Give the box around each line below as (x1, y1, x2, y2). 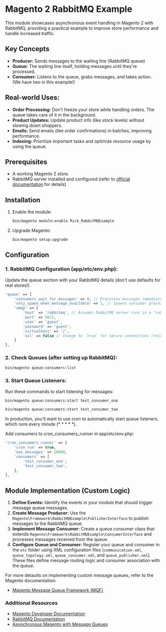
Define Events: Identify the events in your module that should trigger (12, 500, 153, 506)
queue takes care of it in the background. (12, 112, 96, 117)
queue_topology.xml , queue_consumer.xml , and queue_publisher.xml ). (12, 552, 151, 558)
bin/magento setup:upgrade (12, 237, 68, 242)
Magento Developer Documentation (12, 611, 85, 617)
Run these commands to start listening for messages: (5, 388, 114, 395)
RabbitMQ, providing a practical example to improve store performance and (5, 25, 159, 31)
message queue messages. (12, 505, 69, 511)
